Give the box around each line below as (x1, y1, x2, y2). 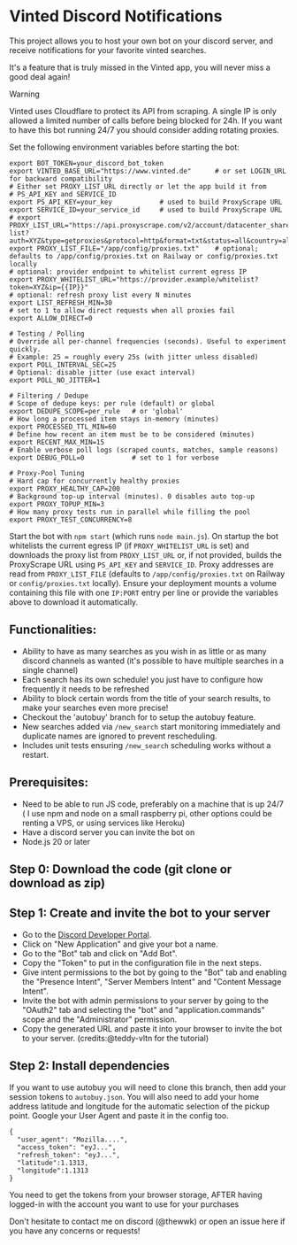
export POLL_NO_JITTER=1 (9, 375, 101, 384)
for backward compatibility (9, 174, 113, 183)
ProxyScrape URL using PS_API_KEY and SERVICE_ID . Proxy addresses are (9, 559, 274, 569)
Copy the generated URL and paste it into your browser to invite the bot (21, 1023, 283, 1033)
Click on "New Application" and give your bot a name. (21, 939, 218, 949)
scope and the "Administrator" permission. (21, 1014, 178, 1025)
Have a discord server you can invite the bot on (21, 826, 195, 838)
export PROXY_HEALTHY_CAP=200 (9, 484, 121, 493)
